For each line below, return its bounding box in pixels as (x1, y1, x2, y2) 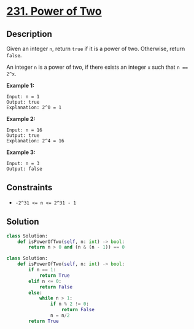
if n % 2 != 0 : (50, 301, 89, 308)
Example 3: (6, 149, 36, 156)
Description (6, 29, 52, 39)
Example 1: (6, 82, 35, 89)
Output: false (6, 166, 43, 172)
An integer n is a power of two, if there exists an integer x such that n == (6, 63, 188, 71)
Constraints (6, 182, 53, 193)
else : (28, 290, 43, 296)
